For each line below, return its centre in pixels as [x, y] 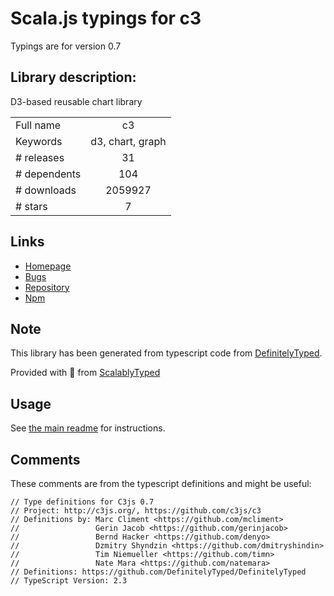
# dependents [48, 174]
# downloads [46, 190]
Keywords [39, 141]
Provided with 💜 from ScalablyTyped [85, 373]
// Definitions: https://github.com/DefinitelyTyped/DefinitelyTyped [158, 572]
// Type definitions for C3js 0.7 [82, 502]
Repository [47, 287]
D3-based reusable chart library [76, 101]
